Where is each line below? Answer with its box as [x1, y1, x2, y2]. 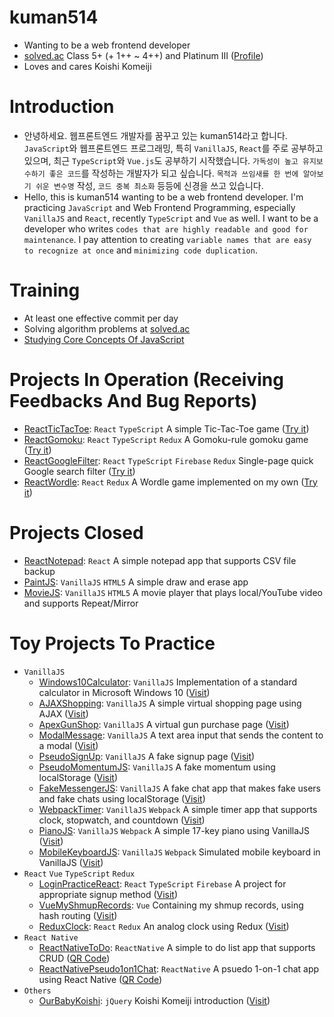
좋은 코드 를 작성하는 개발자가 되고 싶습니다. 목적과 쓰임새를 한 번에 [48, 167, 299, 179]
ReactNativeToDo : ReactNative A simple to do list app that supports [38, 941, 316, 953]
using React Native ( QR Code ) [38, 973, 163, 985]
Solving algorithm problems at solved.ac [23, 322, 191, 335]
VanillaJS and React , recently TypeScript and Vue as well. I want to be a [23, 212, 319, 224]
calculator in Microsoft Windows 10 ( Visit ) [38, 686, 211, 698]
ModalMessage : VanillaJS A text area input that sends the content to [38, 729, 324, 741]
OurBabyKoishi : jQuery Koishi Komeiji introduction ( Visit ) [38, 994, 271, 1006]
